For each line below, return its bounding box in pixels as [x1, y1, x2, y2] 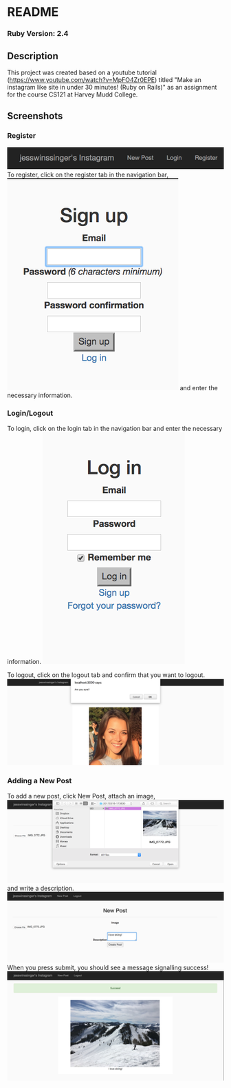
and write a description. [7, 884, 74, 893]
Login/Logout [7, 408, 54, 418]
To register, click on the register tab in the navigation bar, [7, 170, 168, 179]
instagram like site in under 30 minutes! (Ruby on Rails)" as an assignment [7, 83, 217, 91]
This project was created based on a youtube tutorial [7, 68, 157, 77]
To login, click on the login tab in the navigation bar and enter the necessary [7, 424, 223, 432]
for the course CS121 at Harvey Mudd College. [7, 90, 138, 99]
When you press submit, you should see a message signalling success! [7, 963, 209, 972]
